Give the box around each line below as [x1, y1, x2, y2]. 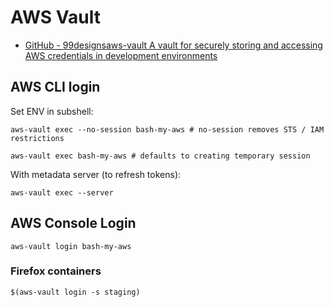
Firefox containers [10, 264, 102, 278]
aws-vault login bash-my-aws [10, 241, 132, 251]
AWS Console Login [10, 215, 137, 232]
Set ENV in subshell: [10, 105, 94, 117]
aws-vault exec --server [10, 187, 114, 198]
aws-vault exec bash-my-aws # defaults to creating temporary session [10, 151, 311, 161]
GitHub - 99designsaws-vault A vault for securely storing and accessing [24, 39, 323, 51]
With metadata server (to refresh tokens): [10, 168, 182, 180]
